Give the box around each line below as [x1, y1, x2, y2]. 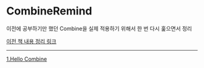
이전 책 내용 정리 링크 [6, 37, 56, 45]
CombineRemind [6, 4, 92, 18]
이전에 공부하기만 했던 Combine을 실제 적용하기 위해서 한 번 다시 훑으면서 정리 [6, 25, 192, 32]
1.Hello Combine [6, 55, 47, 63]
